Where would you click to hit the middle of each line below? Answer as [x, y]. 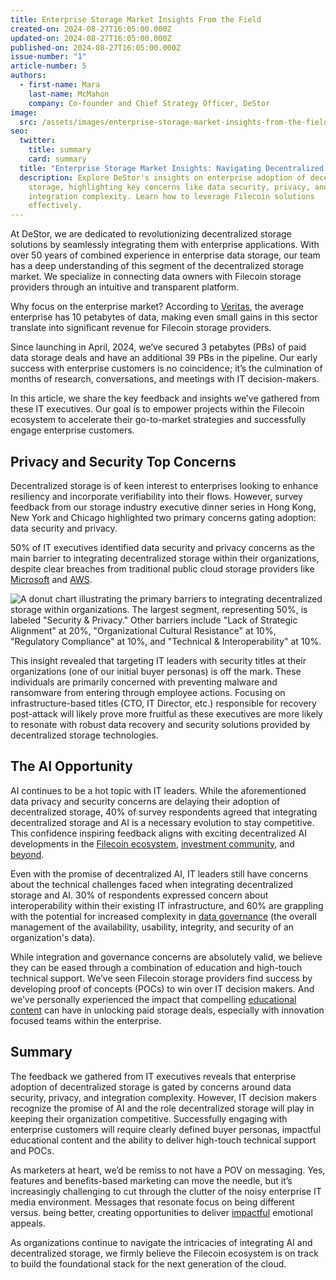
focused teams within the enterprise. [86, 1020]
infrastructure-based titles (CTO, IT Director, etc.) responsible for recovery [163, 703]
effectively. [55, 206]
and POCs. [32, 1150]
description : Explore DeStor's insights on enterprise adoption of [163, 177]
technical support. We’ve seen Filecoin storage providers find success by [161, 978]
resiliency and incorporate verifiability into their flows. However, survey [156, 496]
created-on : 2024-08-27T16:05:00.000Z [91, 29]
